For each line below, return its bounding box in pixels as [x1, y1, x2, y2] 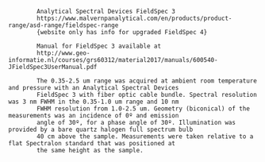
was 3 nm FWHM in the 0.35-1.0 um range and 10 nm [8, 98, 179, 106]
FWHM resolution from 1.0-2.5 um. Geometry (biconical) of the [36, 105, 250, 113]
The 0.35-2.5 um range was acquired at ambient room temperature [36, 77, 258, 85]
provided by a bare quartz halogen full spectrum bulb [8, 125, 194, 133]
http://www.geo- [36, 49, 90, 57]
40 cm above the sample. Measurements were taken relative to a [36, 133, 254, 141]
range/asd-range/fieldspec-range [8, 21, 119, 29]
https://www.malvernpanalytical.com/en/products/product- [36, 14, 232, 22]
